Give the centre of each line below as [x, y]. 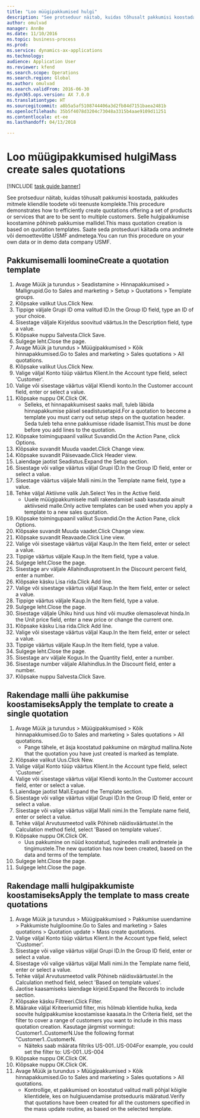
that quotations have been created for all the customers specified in [107, 1103]
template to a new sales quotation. [66, 512]
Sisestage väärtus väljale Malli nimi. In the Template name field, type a [100, 480]
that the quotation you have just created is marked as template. [101, 753]
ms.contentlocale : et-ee [37, 117]
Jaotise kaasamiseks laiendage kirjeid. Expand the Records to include [100, 988]
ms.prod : [18, 45]
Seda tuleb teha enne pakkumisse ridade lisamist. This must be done [107, 423]
